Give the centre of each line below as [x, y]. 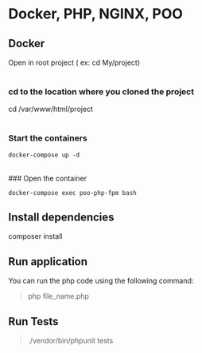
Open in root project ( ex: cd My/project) [74, 62]
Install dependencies [61, 217]
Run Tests [33, 321]
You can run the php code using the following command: [101, 281]
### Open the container [48, 178]
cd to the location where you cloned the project [101, 91]
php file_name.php [58, 296]
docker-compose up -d [44, 155]
